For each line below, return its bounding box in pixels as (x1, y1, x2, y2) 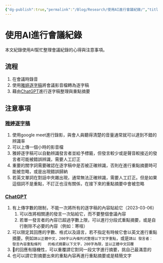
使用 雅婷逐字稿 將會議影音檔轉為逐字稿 (12, 82, 89, 88)
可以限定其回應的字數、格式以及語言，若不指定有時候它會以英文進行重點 (12, 229, 157, 235)
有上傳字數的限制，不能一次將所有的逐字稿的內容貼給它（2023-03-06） (12, 205, 157, 211)
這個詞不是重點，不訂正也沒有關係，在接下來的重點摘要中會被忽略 (12, 181, 145, 187)
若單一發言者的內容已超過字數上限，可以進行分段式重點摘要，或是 (19, 217, 152, 223)
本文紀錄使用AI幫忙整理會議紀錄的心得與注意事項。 (5, 47, 108, 53)
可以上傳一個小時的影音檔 (12, 144, 64, 150)
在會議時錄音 (12, 76, 38, 82)
